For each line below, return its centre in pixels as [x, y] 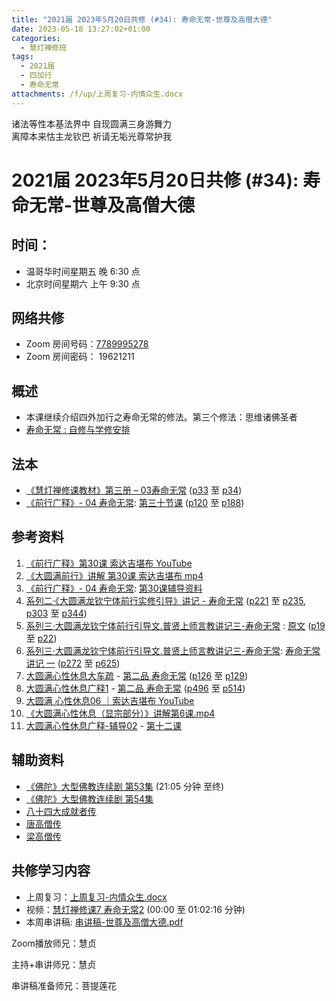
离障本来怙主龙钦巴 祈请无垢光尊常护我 [91, 136]
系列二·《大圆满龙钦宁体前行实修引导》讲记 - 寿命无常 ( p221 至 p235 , [166, 600]
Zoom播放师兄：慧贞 [54, 943]
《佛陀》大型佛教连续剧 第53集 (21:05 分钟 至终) [125, 786]
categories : [36, 38]
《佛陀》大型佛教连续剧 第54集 [89, 798]
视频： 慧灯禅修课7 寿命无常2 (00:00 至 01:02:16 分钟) [135, 909]
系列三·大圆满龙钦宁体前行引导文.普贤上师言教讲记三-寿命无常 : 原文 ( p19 [175, 625]
